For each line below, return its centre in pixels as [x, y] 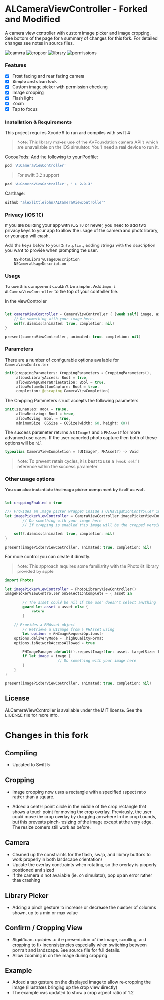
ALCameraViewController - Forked [76, 9]
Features [16, 65]
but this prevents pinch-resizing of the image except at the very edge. [82, 822]
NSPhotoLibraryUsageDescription [47, 259]
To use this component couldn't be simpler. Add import [60, 286]
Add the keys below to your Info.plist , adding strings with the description [80, 245]
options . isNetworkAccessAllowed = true [54, 643]
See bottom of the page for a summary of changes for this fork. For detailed [81, 38]
